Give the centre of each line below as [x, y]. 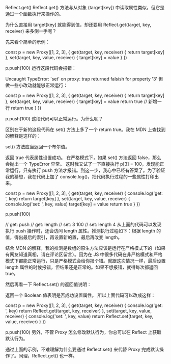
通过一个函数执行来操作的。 [34, 14]
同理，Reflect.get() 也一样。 [48, 356]
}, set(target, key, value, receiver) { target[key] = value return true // [76, 101]
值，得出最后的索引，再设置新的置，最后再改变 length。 [64, 237]
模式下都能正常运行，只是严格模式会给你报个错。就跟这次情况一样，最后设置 [85, 261]
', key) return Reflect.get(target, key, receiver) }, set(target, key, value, [78, 311]
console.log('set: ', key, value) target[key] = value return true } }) [73, 204]
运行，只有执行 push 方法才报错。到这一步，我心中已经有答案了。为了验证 [87, 170]
